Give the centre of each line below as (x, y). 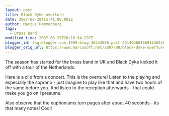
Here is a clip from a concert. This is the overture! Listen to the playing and (82, 77)
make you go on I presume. (33, 93)
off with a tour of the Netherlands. (40, 67)
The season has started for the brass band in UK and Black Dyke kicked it (81, 62)
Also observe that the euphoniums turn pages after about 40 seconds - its (82, 103)
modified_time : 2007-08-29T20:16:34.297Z (49, 38)
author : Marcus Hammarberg (33, 24)
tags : (11, 29)
